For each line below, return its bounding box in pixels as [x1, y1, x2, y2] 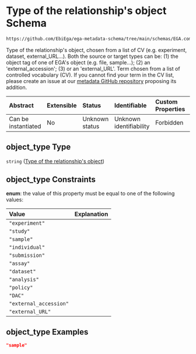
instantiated [9, 122, 41, 130]
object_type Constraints [6, 174, 96, 185]
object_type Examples [6, 326, 89, 337]
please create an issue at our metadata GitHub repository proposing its [6, 77, 177, 84]
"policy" [9, 284, 33, 291]
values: [6, 196, 23, 203]
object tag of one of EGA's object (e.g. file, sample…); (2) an [6, 59, 150, 66]
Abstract [9, 101, 34, 109]
